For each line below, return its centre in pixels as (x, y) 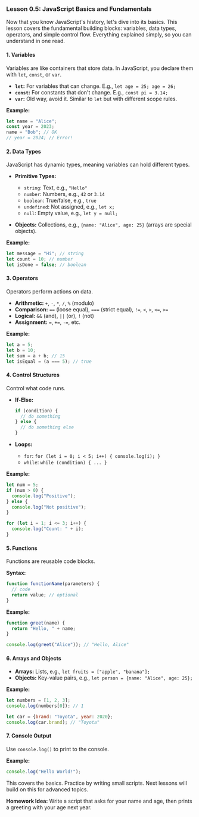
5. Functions (22, 548)
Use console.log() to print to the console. (57, 749)
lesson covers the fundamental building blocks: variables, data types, (91, 28)
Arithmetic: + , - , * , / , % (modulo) (54, 303)
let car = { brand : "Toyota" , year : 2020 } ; (60, 717)
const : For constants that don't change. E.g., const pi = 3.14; (91, 92)
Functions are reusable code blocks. (51, 561)
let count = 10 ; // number (40, 259)
